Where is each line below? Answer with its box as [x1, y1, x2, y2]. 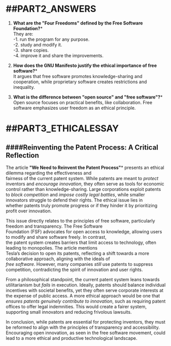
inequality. [13, 84, 35, 90]
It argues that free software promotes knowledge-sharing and [13, 73, 143, 79]
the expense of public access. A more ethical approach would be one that [6, 292, 160, 299]
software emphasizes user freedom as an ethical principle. [13, 105, 136, 111]
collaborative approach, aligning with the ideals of [6, 256, 111, 262]
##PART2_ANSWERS [6, 3, 96, 15]
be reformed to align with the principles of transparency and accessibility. [6, 324, 160, 330]
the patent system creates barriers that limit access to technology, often [6, 239, 156, 245]
